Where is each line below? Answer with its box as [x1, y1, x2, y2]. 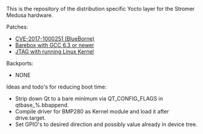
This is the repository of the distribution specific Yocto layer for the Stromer [6, 5, 195, 12]
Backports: [6, 60, 34, 67]
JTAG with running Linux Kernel [15, 48, 94, 55]
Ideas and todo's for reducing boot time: [6, 83, 107, 90]
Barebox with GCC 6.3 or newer [15, 42, 95, 49]
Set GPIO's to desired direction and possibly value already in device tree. [15, 121, 198, 128]
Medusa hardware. [6, 12, 53, 19]
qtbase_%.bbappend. [15, 101, 69, 109]
